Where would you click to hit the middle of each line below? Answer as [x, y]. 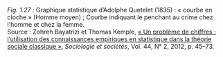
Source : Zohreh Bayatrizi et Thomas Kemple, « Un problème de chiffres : [111, 32]
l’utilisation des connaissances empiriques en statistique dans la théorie [109, 39]
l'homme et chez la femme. [46, 24]
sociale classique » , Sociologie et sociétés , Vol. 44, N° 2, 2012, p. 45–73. [111, 46]
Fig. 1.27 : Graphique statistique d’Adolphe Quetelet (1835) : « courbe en [110, 10]
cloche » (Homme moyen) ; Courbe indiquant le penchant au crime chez [110, 17]
